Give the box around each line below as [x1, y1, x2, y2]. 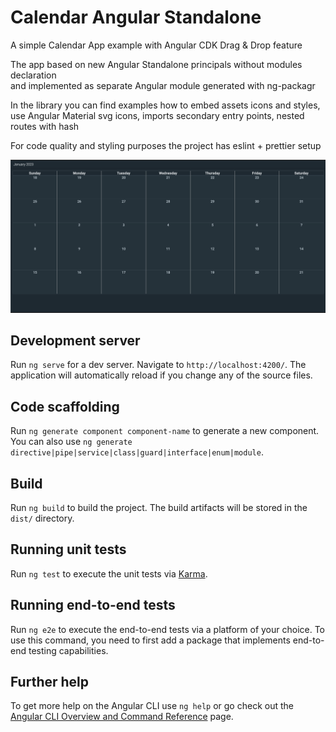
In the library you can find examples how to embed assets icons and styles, [10, 99, 321, 111]
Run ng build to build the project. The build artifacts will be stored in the [10, 501, 308, 513]
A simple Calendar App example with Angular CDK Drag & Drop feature [10, 39, 303, 51]
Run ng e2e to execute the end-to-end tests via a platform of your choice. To [10, 623, 326, 635]
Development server [10, 332, 141, 349]
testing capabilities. [28, 644, 109, 656]
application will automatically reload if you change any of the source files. [10, 369, 313, 381]
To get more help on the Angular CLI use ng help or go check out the [10, 700, 294, 712]
